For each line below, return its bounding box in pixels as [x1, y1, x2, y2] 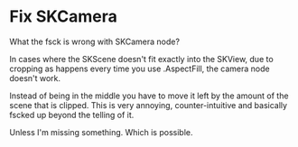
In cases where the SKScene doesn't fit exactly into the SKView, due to [9, 53, 274, 64]
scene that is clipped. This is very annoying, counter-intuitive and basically [9, 99, 287, 110]
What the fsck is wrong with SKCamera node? [9, 36, 181, 47]
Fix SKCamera [9, 6, 117, 27]
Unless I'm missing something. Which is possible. [9, 126, 193, 137]
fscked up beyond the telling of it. [9, 109, 135, 120]
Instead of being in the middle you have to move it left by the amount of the [9, 90, 289, 101]
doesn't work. [9, 72, 61, 83]
